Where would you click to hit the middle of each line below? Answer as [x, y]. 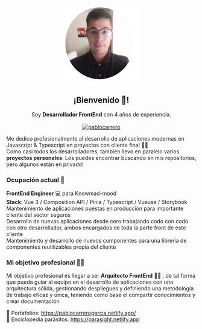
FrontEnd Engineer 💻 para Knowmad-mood [62, 193]
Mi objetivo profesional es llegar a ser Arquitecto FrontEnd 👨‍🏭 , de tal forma [101, 276]
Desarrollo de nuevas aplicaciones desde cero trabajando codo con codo [97, 222]
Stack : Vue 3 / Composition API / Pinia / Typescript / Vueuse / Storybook [97, 202]
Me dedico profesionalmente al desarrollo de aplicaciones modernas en [96, 138]
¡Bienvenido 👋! [101, 100]
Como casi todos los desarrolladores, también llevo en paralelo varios [93, 151]
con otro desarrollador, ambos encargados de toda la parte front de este [96, 228]
